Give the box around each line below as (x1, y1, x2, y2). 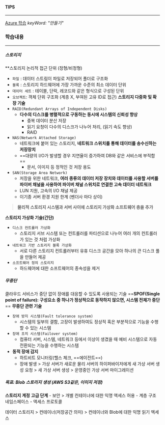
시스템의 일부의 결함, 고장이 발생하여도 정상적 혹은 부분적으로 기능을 (19, 319, 150, 325)
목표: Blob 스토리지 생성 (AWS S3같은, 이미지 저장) (5, 379, 103, 385)
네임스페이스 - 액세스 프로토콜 (5, 398, 62, 405)
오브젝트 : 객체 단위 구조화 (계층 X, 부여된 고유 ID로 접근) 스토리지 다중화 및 (12, 94, 152, 100)
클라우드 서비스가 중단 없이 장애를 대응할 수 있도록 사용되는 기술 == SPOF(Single (5, 291, 160, 297)
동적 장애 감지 (12, 349, 38, 355)
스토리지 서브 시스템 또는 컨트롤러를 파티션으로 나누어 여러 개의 (19, 230, 140, 236)
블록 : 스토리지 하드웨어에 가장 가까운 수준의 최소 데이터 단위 (12, 82, 127, 88)
